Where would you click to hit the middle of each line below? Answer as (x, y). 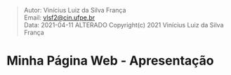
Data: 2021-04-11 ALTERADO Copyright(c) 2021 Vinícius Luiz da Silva (124, 25)
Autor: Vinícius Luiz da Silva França (75, 10)
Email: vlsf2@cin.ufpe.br (59, 18)
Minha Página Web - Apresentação (110, 61)
